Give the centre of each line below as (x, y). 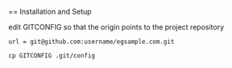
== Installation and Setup (50, 12)
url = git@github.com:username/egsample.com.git (91, 42)
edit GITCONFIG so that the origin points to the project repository (116, 27)
